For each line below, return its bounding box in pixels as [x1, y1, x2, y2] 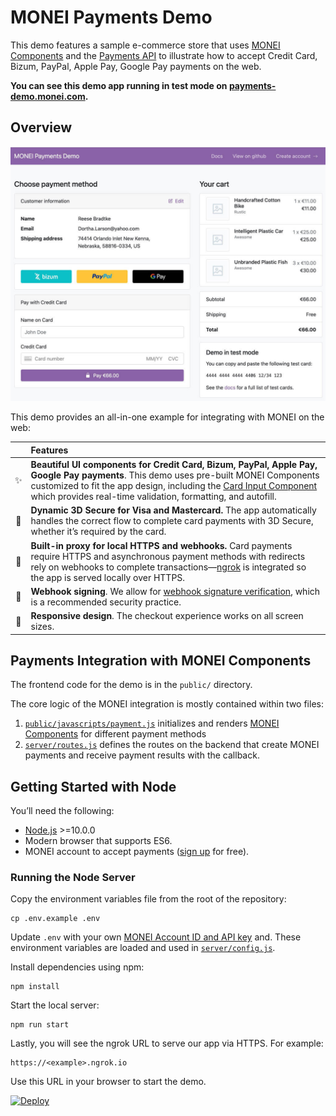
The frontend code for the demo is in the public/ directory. [10, 679, 253, 691]
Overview [10, 119, 73, 136]
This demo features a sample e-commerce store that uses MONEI [10, 39, 281, 51]
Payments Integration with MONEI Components [10, 652, 312, 669]
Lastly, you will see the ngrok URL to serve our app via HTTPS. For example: [10, 1037, 324, 1050]
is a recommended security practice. [30, 596, 182, 608]
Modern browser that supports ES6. [24, 835, 173, 847]
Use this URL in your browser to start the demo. [10, 1076, 207, 1088]
